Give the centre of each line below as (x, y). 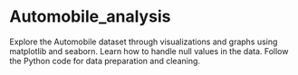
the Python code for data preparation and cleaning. (105, 61)
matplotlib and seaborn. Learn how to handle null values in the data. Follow (149, 51)
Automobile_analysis (90, 17)
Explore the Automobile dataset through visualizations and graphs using (144, 42)
